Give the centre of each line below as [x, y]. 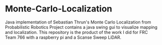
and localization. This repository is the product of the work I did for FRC [76, 32]
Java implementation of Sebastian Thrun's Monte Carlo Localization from [78, 22]
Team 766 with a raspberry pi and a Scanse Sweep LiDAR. [63, 37]
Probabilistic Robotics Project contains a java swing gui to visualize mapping [81, 27]
